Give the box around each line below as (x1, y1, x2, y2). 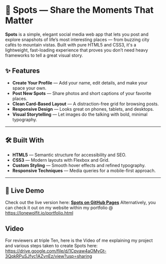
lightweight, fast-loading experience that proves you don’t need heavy (5, 47, 148, 53)
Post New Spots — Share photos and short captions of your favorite (12, 90, 152, 96)
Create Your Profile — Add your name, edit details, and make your (12, 80, 148, 86)
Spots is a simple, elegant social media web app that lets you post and (5, 31, 149, 37)
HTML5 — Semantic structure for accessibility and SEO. (12, 152, 127, 158)
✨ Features (5, 67, 40, 75)
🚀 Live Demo (5, 186, 44, 195)
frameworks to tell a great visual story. (5, 52, 83, 58)
